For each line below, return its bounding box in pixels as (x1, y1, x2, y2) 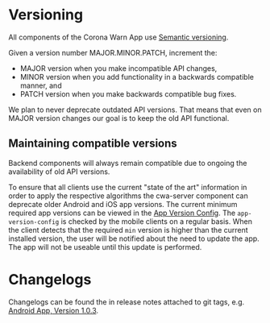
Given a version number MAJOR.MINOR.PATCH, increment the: (8, 48, 218, 57)
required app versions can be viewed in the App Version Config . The (8, 208, 236, 217)
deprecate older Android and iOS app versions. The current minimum (8, 199, 238, 209)
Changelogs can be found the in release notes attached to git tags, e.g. (8, 296, 245, 307)
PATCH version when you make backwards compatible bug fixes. (19, 89, 237, 98)
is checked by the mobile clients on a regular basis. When (60, 216, 252, 226)
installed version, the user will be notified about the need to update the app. (8, 234, 260, 243)
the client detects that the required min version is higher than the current (8, 225, 248, 234)
